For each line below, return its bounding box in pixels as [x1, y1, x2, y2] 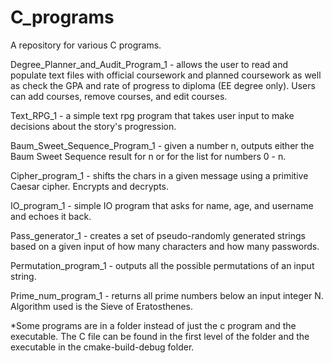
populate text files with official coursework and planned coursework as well [10, 69, 322, 81]
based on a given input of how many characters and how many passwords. [10, 240, 320, 252]
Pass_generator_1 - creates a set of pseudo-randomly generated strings [10, 229, 306, 241]
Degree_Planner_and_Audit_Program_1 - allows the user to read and [10, 58, 289, 70]
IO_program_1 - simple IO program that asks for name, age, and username [10, 199, 314, 211]
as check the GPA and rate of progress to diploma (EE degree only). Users [10, 79, 316, 91]
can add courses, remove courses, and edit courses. [10, 90, 228, 102]
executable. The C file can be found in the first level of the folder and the [10, 330, 310, 342]
